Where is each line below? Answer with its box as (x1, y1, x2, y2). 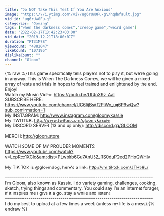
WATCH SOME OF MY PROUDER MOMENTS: (5, 144, 96, 149)
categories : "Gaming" (5, 21, 49, 26)
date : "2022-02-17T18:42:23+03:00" (5, 30, 78, 35)
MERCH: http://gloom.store (5, 133, 60, 139)
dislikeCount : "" (5, 52, 41, 58)
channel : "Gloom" (5, 57, 41, 62)
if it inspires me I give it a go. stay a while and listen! (5, 191, 110, 196)
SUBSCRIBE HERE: (5, 96, 43, 103)
